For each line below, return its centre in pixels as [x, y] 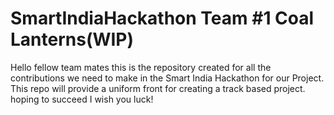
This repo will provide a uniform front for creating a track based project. [158, 88]
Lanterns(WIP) [72, 39]
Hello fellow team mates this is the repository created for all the [141, 67]
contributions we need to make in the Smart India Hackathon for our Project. [167, 78]
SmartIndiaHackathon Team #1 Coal [162, 18]
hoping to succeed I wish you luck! [82, 99]
